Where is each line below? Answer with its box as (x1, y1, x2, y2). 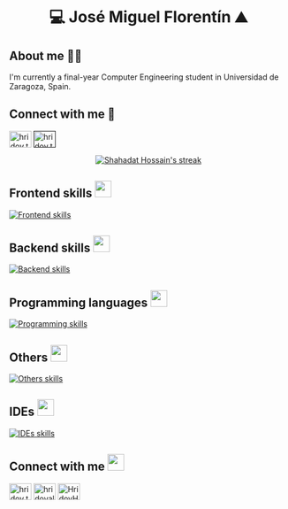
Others (9, 350, 49, 365)
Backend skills (9, 241, 91, 256)
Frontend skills (9, 186, 93, 201)
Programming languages (9, 295, 148, 310)
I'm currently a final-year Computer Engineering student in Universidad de (9, 72, 279, 82)
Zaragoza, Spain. (9, 81, 72, 91)
